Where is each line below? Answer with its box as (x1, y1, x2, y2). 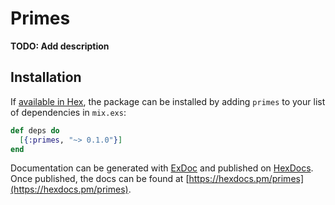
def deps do (10, 125, 60, 136)
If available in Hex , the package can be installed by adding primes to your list (10, 95, 326, 107)
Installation (10, 69, 82, 86)
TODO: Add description (10, 40, 110, 52)
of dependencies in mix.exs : (10, 106, 127, 118)
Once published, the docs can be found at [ (10, 173, 190, 185)
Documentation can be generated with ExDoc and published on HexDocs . (10, 162, 314, 174)
